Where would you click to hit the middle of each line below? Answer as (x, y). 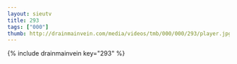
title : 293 (23, 20)
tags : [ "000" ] (28, 27)
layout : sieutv (30, 14)
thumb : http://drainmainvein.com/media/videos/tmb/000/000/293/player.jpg (120, 33)
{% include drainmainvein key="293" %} (66, 53)
